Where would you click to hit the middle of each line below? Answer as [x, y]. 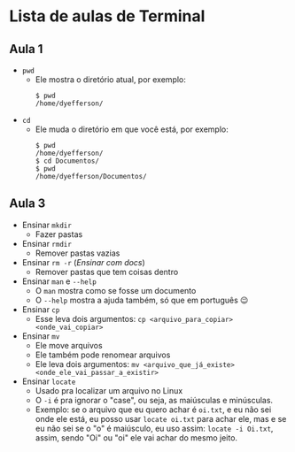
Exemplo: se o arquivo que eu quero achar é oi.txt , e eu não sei [153, 410]
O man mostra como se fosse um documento [116, 290]
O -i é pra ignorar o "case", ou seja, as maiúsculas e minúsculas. [154, 400]
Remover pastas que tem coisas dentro [107, 272]
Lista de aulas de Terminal [107, 16]
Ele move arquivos [69, 345]
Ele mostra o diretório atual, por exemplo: [110, 80]
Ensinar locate [49, 381]
